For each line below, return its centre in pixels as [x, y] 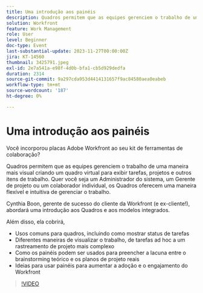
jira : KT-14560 [25, 57]
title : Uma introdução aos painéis [51, 12]
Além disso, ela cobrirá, [36, 222]
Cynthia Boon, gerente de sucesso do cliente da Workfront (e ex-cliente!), [98, 204]
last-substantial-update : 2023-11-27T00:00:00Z [67, 51]
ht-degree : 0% [24, 96]
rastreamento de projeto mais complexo [65, 246]
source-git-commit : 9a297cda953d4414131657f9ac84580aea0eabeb [86, 79]
